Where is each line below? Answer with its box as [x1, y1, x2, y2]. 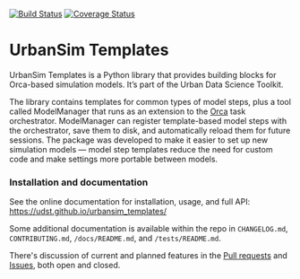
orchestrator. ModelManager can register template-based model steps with [9, 115, 287, 126]
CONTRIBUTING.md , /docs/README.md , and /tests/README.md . [9, 233, 221, 244]
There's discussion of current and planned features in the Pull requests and [9, 250, 288, 261]
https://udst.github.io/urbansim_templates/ [9, 206, 167, 217]
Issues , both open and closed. [9, 260, 121, 271]
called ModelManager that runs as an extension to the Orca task [9, 106, 246, 117]
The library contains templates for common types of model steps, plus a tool [9, 96, 291, 107]
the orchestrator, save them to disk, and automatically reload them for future [9, 125, 291, 135]
